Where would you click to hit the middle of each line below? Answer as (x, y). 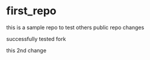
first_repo (31, 11)
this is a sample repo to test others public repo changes (75, 27)
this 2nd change (27, 50)
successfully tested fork (36, 39)
